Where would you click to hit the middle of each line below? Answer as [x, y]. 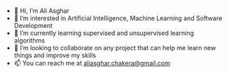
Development [33, 25]
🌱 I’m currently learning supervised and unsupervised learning [104, 33]
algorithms [29, 40]
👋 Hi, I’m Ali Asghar [42, 11]
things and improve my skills [55, 55]
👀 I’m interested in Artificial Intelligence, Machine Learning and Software [118, 18]
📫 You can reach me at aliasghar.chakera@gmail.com [92, 63]
